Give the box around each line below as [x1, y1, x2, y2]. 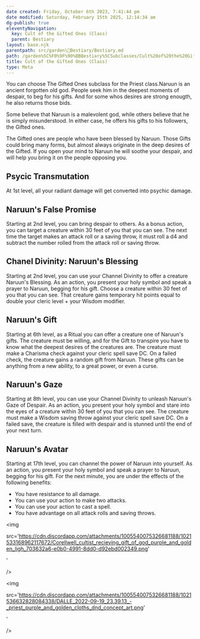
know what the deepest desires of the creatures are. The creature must [6, 343, 182, 350]
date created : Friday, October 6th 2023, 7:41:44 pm [6, 8, 140, 15]
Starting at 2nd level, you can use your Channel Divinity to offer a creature [6, 272, 188, 279]
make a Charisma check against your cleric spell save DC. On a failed [6, 350, 177, 357]
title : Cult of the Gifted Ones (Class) [6, 58, 108, 64]
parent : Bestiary [11, 36, 55, 42]
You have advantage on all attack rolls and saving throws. [14, 510, 157, 517]
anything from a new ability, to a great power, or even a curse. [6, 362, 158, 369]
